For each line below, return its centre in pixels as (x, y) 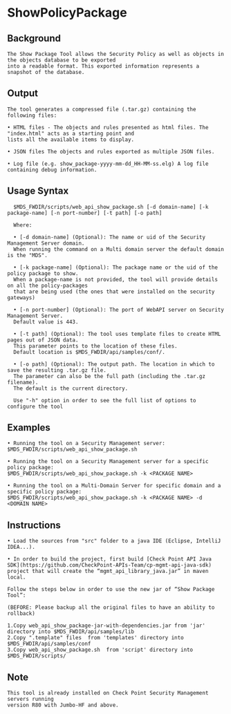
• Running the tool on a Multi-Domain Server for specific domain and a (114, 486)
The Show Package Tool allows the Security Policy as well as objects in (116, 54)
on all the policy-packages (48, 285)
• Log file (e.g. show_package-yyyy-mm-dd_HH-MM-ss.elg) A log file (108, 164)
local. (17, 577)
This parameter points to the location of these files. (95, 346)
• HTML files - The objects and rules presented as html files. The (108, 127)
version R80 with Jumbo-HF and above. (63, 705)
